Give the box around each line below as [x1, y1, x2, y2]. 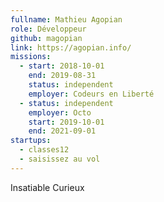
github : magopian [10, 33, 83, 43]
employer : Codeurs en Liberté [28, 89, 155, 99]
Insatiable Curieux [10, 181, 85, 193]
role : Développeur [10, 24, 87, 34]
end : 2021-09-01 [28, 126, 97, 136]
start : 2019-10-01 [28, 117, 105, 127]
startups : [10, 136, 52, 146]
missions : [10, 52, 52, 62]
